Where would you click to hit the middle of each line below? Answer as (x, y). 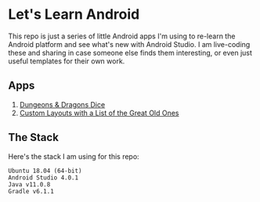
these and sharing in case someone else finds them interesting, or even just (130, 52)
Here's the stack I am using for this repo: (74, 156)
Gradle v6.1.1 (31, 191)
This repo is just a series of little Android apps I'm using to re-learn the (122, 36)
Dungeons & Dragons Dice (62, 104)
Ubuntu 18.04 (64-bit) (45, 171)
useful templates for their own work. (67, 61)
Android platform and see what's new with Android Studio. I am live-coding (129, 44)
